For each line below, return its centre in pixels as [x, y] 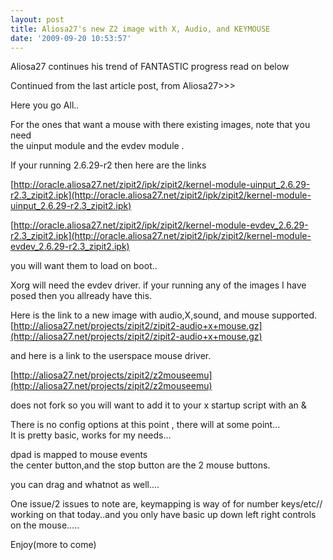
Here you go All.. [45, 105]
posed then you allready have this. [81, 296]
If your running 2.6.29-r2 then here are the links [108, 165]
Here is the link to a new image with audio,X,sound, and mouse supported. [164, 315]
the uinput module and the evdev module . [97, 146]
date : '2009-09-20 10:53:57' [71, 38]
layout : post [37, 19]
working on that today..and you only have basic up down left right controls [163, 515]
